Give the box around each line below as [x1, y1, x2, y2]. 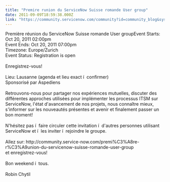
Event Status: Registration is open [5, 52, 76, 58]
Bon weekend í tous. [5, 161, 49, 167]
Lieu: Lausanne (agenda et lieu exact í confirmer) [5, 74, 109, 80]
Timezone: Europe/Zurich [5, 47, 59, 53]
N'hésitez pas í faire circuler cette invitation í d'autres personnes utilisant [5, 123, 160, 129]
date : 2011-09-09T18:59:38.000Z [5, 12, 73, 17]
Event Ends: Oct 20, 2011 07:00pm [5, 42, 77, 48]
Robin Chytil [5, 171, 31, 177]
